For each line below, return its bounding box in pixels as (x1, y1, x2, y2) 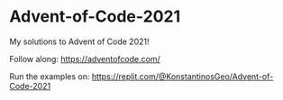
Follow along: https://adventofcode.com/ (9, 53, 160, 64)
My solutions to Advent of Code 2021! (9, 36, 150, 47)
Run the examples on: (9, 70, 90, 82)
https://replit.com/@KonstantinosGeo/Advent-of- (91, 70, 274, 82)
